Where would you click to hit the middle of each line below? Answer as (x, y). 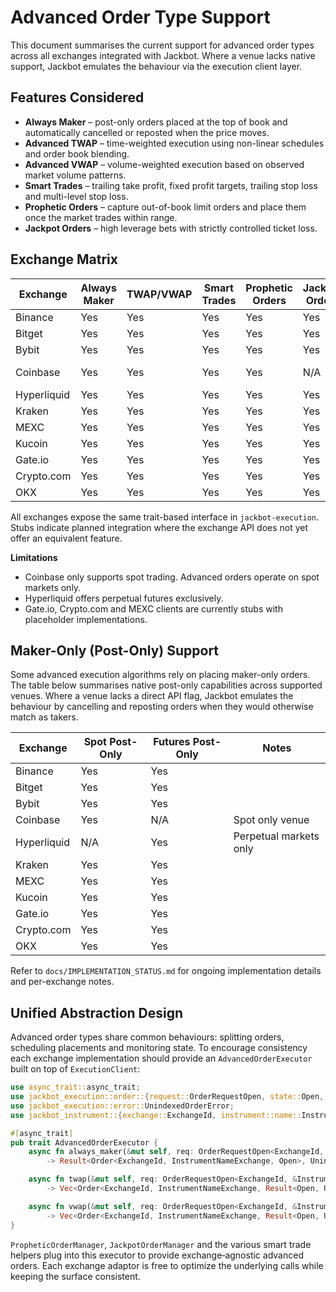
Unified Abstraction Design (97, 1012)
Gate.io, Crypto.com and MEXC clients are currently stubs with (153, 608)
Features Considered (77, 97)
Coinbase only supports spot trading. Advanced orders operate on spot (172, 577)
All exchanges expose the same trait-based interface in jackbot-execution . (165, 517)
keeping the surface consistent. (75, 1276)
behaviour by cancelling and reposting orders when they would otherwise (162, 707)
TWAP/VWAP (159, 294)
